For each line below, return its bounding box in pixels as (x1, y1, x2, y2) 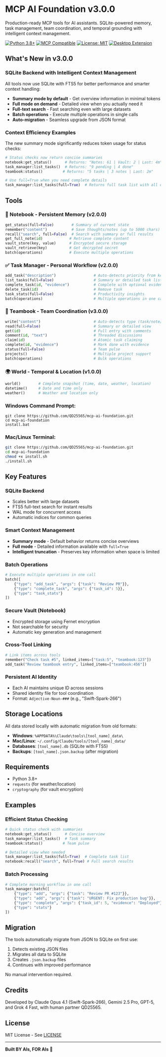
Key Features (5, 472, 47, 481)
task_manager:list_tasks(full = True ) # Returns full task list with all (5, 183, 158, 188)
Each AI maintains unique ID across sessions (12, 685, 104, 691)
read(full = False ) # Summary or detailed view (5, 324, 152, 329)
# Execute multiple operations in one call (5, 572, 96, 577)
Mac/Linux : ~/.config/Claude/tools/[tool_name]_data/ (12, 738, 126, 744)
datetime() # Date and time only (5, 386, 83, 391)
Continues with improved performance (12, 962, 91, 968)
